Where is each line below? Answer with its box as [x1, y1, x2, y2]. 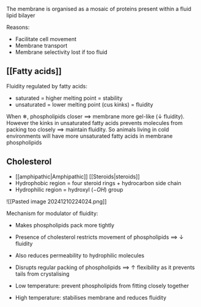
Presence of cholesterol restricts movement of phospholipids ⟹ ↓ [15, 233, 184, 241]
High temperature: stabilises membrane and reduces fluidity [15, 294, 167, 301]
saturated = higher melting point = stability [15, 94, 123, 102]
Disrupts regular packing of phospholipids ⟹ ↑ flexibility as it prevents [15, 263, 196, 271]
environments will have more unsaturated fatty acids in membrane [6, 132, 173, 140]
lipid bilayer [6, 12, 35, 19]
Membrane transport [15, 42, 68, 49]
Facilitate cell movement [15, 36, 77, 42]
